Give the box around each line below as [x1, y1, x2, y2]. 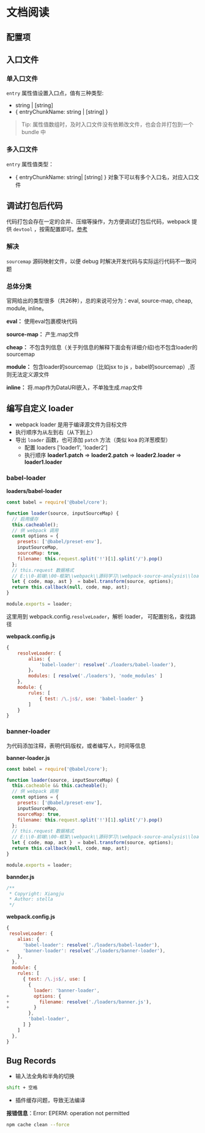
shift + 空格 [6, 1085, 38, 1091]
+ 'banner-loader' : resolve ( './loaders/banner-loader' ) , [6, 948, 166, 954]
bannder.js [6, 873, 35, 880]
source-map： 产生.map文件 [6, 330, 80, 338]
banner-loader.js [6, 754, 50, 762]
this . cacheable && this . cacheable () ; [12, 782, 108, 789]
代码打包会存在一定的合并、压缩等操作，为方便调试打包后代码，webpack [6, 218, 191, 225]
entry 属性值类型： [6, 160, 54, 168]
